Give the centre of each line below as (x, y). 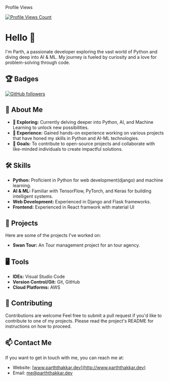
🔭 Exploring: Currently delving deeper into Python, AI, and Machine (83, 122)
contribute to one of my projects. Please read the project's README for (79, 321)
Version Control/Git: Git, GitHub (46, 282)
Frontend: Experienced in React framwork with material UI (73, 207)
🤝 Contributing (29, 303)
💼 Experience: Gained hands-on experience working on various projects (88, 133)
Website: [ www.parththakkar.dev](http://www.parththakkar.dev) (79, 367)
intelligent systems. (33, 196)
